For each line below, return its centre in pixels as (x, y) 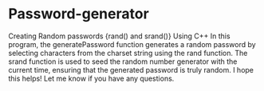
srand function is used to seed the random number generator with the (123, 61)
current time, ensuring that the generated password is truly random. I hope (131, 69)
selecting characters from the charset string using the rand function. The (128, 53)
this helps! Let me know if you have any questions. (91, 78)
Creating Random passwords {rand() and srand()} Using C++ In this (119, 36)
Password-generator (79, 14)
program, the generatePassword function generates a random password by (132, 44)
